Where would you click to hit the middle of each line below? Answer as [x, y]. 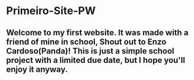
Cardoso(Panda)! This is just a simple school [90, 51]
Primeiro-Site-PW [51, 11]
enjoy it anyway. [37, 69]
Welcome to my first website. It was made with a [97, 33]
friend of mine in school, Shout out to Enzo [86, 41]
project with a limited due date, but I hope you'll [96, 60]
